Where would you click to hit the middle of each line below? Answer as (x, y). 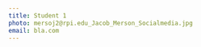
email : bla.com (34, 30)
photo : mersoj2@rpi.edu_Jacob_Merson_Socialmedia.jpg (101, 23)
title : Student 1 (38, 16)
